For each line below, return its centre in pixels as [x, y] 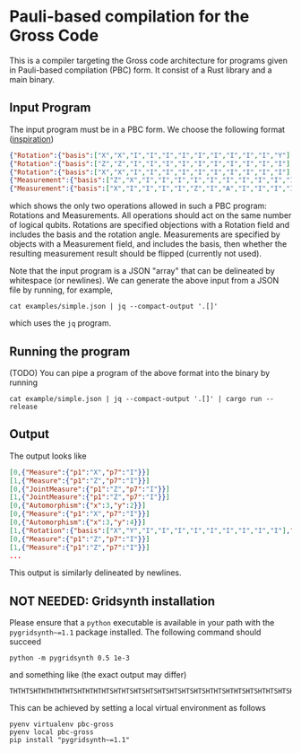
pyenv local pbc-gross [52, 732]
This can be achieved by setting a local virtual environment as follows [138, 708]
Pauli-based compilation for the [129, 17]
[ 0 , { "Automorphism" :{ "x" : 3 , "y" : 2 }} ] [77, 506]
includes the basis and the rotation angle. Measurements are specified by [145, 234]
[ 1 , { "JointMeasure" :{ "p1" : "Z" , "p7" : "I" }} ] [90, 497]
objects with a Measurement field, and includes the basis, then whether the [148, 244]
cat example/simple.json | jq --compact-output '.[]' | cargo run [136, 398]
